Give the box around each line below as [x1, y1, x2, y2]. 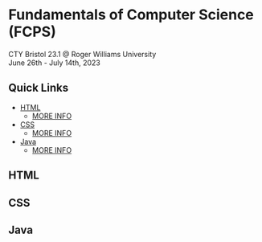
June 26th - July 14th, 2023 [8, 58, 100, 68]
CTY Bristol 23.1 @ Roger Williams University [8, 49, 157, 59]
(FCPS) [8, 23, 56, 41]
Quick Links [8, 81, 69, 95]
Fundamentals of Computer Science [8, 6, 255, 24]
